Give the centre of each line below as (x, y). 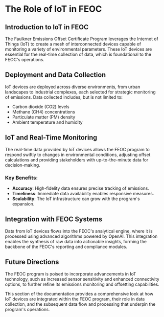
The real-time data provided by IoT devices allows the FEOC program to (78, 149)
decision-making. (23, 165)
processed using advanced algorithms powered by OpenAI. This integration (81, 236)
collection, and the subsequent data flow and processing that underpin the (80, 304)
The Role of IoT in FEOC (54, 9)
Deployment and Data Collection (56, 75)
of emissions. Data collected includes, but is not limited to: (64, 97)
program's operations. (27, 309)
